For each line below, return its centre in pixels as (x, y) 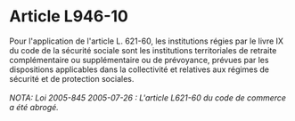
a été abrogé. (34, 107)
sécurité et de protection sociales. (72, 78)
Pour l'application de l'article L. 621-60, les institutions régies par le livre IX (146, 41)
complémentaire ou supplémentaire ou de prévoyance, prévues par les (139, 60)
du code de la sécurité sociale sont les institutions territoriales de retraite (143, 50)
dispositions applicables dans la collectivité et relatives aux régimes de (139, 69)
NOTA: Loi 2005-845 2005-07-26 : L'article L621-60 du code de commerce (148, 97)
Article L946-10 (69, 16)
